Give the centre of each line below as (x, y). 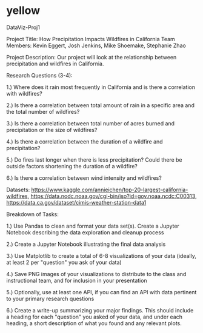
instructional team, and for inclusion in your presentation (77, 280)
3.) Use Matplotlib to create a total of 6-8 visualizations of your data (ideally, (101, 256)
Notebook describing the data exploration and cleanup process (85, 232)
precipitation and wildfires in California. (55, 64)
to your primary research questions (50, 298)
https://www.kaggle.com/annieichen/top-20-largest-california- (110, 190)
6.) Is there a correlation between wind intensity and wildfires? (84, 178)
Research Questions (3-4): (39, 75)
